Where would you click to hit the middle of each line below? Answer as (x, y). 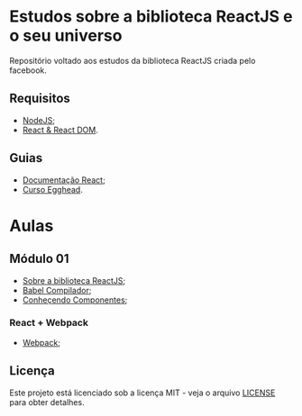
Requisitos (40, 99)
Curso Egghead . (52, 189)
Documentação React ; (64, 180)
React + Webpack (49, 323)
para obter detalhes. (47, 402)
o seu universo (66, 36)
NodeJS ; (39, 120)
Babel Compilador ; (57, 290)
